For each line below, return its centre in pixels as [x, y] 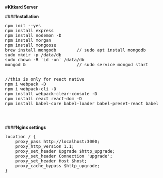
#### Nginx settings [25, 127]
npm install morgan [28, 40]
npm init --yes [23, 26]
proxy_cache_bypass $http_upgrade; [57, 166]
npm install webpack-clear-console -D [51, 94]
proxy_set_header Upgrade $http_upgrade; [65, 151]
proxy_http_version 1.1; [45, 146]
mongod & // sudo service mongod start [77, 64]
